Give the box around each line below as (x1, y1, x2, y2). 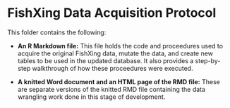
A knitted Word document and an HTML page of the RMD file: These (17, 77, 220, 86)
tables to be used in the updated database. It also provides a (17, 56, 194, 65)
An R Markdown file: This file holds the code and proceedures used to (17, 41, 224, 50)
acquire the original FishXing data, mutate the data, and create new (17, 49, 214, 58)
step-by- (195, 56, 221, 65)
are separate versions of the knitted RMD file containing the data (17, 85, 206, 93)
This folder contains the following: (7, 28, 107, 36)
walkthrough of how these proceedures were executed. (32, 64, 193, 72)
